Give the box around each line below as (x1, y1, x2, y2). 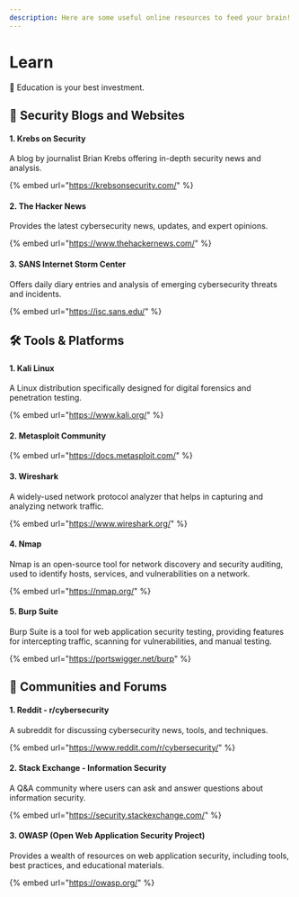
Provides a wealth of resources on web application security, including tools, (9, 850, 289, 861)
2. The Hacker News (9, 200, 87, 212)
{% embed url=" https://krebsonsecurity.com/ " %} (9, 180, 194, 191)
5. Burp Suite (9, 606, 58, 617)
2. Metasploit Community (9, 430, 106, 441)
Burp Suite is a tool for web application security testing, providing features (9, 626, 285, 637)
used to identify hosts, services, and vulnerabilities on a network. (9, 568, 251, 579)
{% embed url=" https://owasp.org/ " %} (9, 877, 155, 888)
